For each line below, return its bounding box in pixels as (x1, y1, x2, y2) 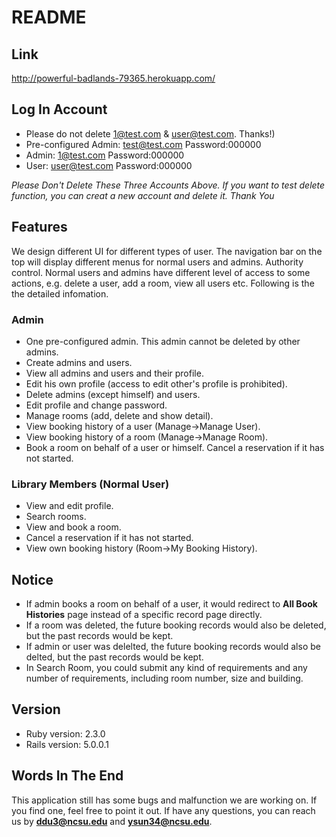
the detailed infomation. (11, 287, 109, 300)
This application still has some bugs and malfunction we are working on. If (11, 794, 318, 806)
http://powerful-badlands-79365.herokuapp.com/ (11, 72, 216, 84)
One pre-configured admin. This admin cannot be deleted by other (25, 335, 301, 347)
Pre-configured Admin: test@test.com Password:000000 (25, 138, 262, 150)
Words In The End (11, 767, 124, 785)
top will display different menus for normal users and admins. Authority (11, 256, 304, 268)
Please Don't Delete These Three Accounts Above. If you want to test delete (11, 179, 326, 191)
